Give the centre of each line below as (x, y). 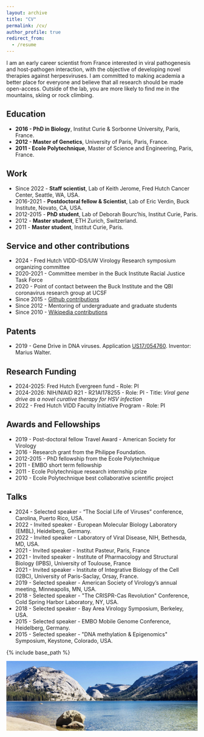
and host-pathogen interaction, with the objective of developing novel (93, 69)
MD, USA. (27, 544)
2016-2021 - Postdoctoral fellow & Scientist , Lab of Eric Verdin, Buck (102, 201)
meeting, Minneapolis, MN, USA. (56, 589)
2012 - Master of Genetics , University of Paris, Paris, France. (92, 141)
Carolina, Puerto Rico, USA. (49, 518)
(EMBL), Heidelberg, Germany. (53, 531)
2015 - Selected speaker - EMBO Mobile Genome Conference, (93, 621)
